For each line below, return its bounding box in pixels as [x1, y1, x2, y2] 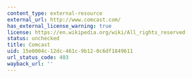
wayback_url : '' [7, 60, 53, 67]
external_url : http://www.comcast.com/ [7, 16, 121, 23]
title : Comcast [7, 41, 51, 48]
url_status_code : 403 [7, 54, 69, 61]
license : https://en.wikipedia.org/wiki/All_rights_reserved [7, 28, 186, 36]
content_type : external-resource [7, 9, 103, 17]
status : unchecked [7, 35, 60, 42]
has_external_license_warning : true [7, 22, 112, 29]
